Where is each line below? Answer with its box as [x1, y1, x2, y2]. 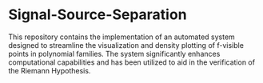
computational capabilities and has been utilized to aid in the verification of [8, 57, 256, 67]
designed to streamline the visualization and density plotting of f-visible [8, 40, 244, 49]
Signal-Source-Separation [8, 6, 187, 24]
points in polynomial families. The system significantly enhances [8, 49, 221, 58]
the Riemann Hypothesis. [8, 65, 91, 75]
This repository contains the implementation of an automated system [8, 32, 236, 41]
